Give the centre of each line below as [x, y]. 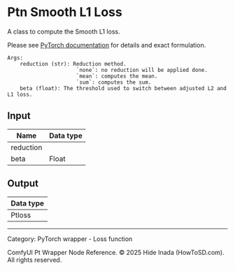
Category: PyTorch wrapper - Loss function [70, 239]
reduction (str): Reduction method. [73, 64]
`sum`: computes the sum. [114, 82]
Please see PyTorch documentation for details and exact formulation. [107, 45]
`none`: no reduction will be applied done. [142, 70]
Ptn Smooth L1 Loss [65, 12]
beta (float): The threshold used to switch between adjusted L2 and [123, 88]
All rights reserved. [35, 260]
